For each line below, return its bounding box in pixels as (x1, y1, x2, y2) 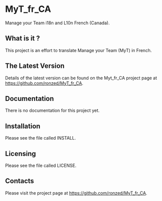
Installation (5, 122, 40, 130)
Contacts (5, 177, 35, 185)
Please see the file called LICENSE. (5, 162, 77, 168)
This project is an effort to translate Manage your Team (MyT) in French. (5, 47, 152, 53)
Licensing (5, 150, 36, 158)
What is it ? (5, 34, 40, 43)
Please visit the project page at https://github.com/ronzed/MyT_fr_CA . (5, 190, 147, 196)
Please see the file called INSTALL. (5, 135, 76, 141)
